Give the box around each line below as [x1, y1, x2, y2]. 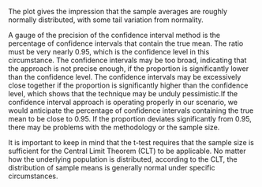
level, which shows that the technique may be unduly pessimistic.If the [8, 89, 238, 98]
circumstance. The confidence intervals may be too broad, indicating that [8, 55, 247, 65]
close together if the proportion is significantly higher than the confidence [8, 80, 249, 90]
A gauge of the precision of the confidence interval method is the [8, 31, 221, 39]
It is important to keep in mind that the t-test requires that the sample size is [8, 138, 255, 147]
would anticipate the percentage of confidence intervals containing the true [8, 106, 254, 115]
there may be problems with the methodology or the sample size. [8, 122, 220, 132]
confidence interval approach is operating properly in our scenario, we [8, 98, 238, 107]
